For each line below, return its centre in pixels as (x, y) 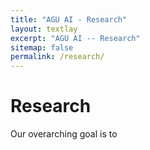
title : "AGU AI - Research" (69, 19)
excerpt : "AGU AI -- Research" (75, 38)
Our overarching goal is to (64, 134)
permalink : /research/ (57, 57)
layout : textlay (44, 29)
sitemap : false (42, 47)
